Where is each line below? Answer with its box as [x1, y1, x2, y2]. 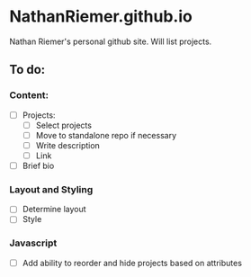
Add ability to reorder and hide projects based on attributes [22, 257, 243, 268]
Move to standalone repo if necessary [35, 130, 177, 140]
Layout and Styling [9, 183, 94, 195]
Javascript [9, 237, 58, 249]
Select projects [35, 120, 93, 130]
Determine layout [22, 204, 87, 215]
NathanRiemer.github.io [9, 6, 193, 27]
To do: [9, 62, 46, 77]
